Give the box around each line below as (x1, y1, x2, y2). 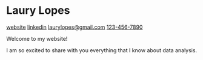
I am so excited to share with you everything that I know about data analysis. (6, 46, 198, 54)
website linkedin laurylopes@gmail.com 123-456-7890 (6, 23, 143, 31)
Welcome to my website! (6, 35, 68, 42)
